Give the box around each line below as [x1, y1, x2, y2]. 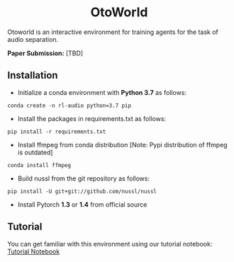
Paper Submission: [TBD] [7, 49, 84, 57]
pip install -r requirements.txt [7, 128, 106, 135]
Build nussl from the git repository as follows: [17, 174, 150, 183]
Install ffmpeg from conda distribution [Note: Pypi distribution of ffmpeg [17, 140, 228, 149]
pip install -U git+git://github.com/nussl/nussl [7, 188, 157, 195]
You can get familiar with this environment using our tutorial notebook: [7, 239, 213, 248]
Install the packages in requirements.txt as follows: [17, 114, 167, 123]
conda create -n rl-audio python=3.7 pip [7, 102, 132, 109]
